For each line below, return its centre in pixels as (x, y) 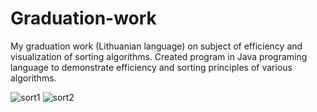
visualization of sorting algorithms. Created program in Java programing (159, 56)
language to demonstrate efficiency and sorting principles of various (151, 67)
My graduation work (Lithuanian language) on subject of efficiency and (156, 46)
